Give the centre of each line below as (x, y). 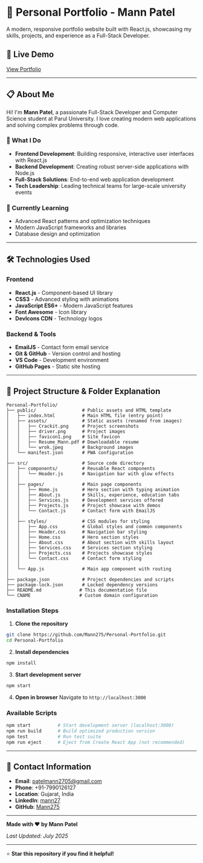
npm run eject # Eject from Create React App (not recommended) (96, 742)
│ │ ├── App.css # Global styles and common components (94, 526)
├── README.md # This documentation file (77, 590)
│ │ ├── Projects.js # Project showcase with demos (84, 505)
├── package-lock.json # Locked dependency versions (82, 585)
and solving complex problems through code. (63, 125)
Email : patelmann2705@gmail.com (59, 781)
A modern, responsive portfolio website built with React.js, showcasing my (99, 29)
